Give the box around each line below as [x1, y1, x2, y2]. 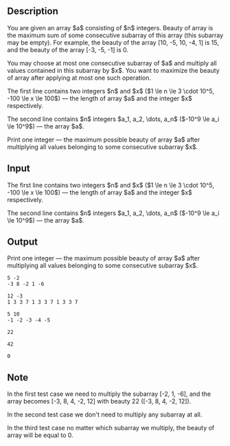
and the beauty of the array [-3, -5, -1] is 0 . [7, 45, 129, 54]
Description [7, 5, 58, 17]
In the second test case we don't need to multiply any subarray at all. [7, 410, 203, 419]
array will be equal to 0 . [7, 431, 73, 439]
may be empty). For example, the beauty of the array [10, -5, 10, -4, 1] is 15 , [7, 38, 220, 47]
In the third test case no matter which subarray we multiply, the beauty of [7, 424, 215, 432]
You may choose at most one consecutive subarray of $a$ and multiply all [7, 58, 218, 67]
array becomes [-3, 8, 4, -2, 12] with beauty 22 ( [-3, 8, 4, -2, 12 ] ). [7, 397, 192, 405]
